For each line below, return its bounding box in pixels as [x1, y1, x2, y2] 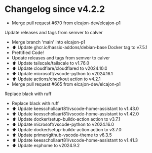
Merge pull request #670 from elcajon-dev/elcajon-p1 [11, 20, 121, 26]
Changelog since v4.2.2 [4, 3, 105, 15]
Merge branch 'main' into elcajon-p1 [11, 39, 85, 45]
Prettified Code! [11, 50, 44, 55]
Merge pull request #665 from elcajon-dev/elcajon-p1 [11, 81, 121, 87]
